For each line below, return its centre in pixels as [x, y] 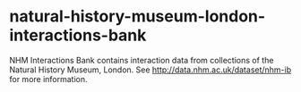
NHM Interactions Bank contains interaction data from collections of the [142, 60]
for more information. [48, 79]
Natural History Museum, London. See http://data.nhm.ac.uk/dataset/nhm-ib [150, 70]
